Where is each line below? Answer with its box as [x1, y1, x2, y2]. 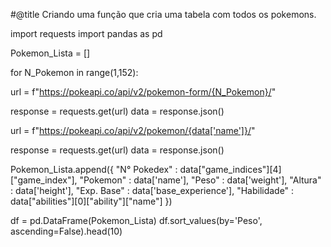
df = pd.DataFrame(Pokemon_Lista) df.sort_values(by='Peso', [10, 215, 263, 226]
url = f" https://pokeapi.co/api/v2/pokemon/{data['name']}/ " [10, 125, 256, 136]
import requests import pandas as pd [10, 28, 163, 39]
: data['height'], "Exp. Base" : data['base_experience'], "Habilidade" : [10, 185, 295, 196]
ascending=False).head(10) [10, 225, 123, 237]
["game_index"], [10, 174, 78, 186]
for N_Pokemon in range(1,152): [10, 67, 139, 78]
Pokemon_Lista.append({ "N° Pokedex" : [10, 164, 178, 175]
